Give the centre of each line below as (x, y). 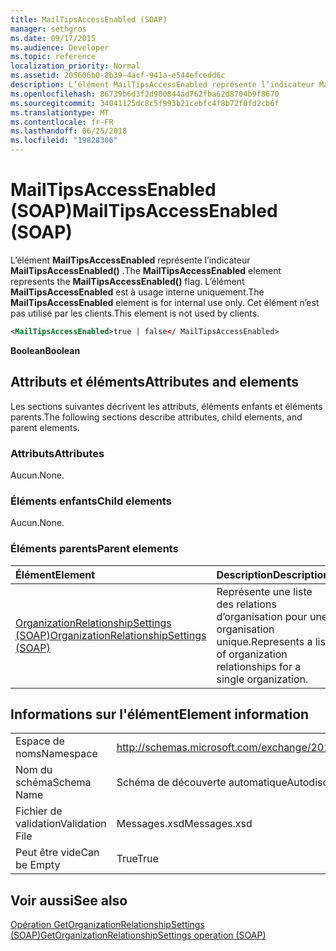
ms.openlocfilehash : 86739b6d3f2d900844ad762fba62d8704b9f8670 (145, 94)
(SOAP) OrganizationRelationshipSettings (111, 635)
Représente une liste (264, 591)
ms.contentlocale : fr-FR (62, 122)
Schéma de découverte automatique (202, 783)
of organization (252, 654)
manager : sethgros (48, 29)
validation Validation (61, 824)
